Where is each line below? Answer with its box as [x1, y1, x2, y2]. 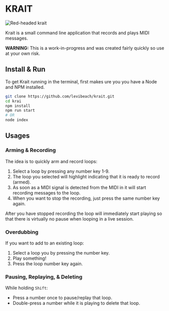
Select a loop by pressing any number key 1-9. [12, 168, 110, 174]
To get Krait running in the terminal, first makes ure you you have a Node [5, 78, 157, 84]
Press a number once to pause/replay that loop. [12, 295, 113, 301]
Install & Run [5, 65, 46, 74]
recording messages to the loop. [12, 190, 81, 196]
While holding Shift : [5, 285, 48, 291]
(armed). [12, 179, 31, 185]
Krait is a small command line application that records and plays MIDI [5, 29, 150, 36]
